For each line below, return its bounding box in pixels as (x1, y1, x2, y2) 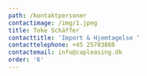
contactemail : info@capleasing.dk (8, 48, 123, 56)
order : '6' (8, 56, 44, 64)
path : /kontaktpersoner (8, 11, 87, 20)
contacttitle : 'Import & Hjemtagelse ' (8, 33, 141, 42)
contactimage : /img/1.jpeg (8, 19, 98, 27)
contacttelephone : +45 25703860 (8, 41, 115, 49)
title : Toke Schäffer (8, 26, 80, 34)
